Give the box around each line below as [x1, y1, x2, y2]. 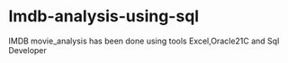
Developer [8, 44, 47, 55]
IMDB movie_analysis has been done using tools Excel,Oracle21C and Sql [8, 35, 280, 46]
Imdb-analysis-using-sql [8, 6, 200, 27]
